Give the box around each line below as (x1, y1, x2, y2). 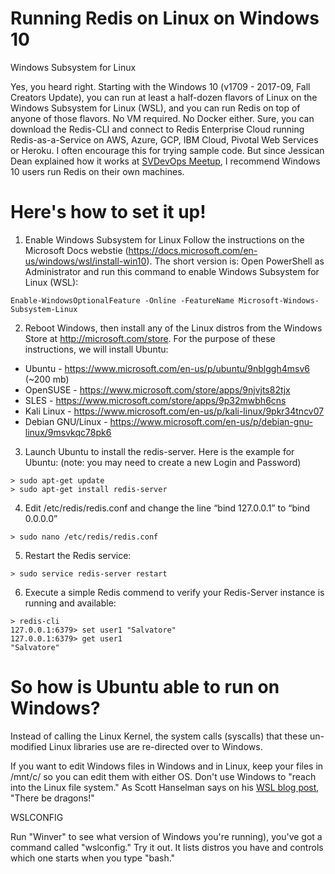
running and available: (24, 597, 117, 609)
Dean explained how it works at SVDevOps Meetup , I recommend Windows (10, 155, 321, 167)
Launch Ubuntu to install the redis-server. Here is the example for (24, 445, 295, 457)
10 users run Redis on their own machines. (10, 165, 185, 177)
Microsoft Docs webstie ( (24, 244, 129, 256)
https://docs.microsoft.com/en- (128, 244, 258, 256)
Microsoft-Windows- (238, 295, 320, 306)
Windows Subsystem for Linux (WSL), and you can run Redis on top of (10, 102, 301, 114)
